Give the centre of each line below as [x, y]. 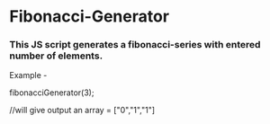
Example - [28, 75]
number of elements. [56, 56]
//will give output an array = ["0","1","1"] [82, 111]
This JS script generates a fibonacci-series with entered [135, 45]
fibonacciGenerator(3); [52, 93]
